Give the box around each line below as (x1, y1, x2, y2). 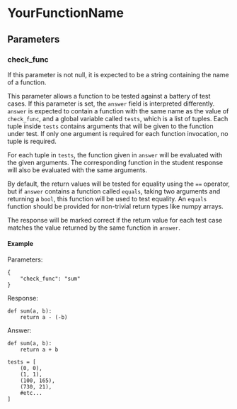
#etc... (20, 390, 42, 397)
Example (7, 240, 34, 248)
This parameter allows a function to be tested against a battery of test (7, 91, 211, 100)
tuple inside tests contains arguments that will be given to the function (7, 122, 214, 130)
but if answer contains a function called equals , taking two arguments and (7, 186, 221, 196)
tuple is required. (7, 137, 57, 145)
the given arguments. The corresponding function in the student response (7, 158, 224, 167)
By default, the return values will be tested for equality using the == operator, (7, 179, 231, 188)
